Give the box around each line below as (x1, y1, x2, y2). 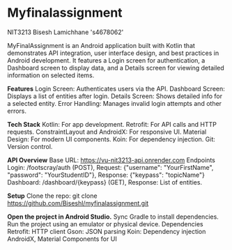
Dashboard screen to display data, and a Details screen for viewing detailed (7, 63, 224, 72)
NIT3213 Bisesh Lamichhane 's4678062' (7, 28, 124, 36)
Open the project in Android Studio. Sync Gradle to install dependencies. (7, 212, 219, 221)
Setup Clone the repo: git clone (7, 192, 98, 200)
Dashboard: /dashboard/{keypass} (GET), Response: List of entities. (7, 178, 203, 186)
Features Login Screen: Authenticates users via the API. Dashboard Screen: (7, 84, 225, 93)
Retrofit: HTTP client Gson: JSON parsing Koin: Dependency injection (7, 227, 206, 235)
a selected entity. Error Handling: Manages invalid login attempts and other (7, 99, 222, 107)
